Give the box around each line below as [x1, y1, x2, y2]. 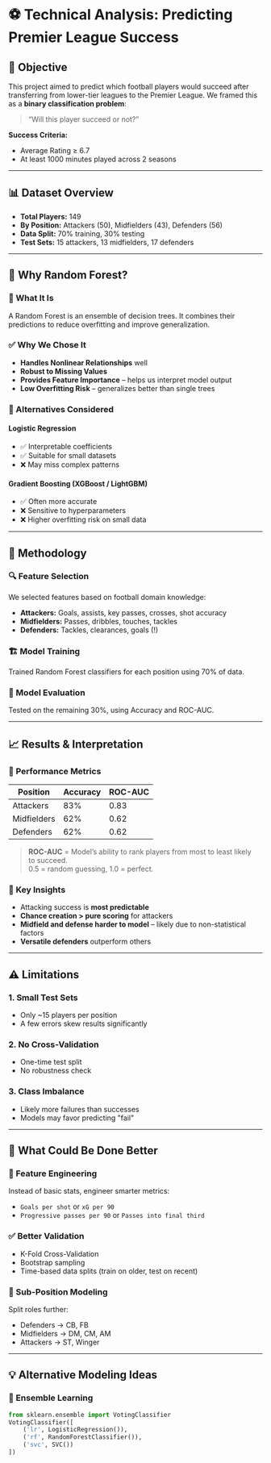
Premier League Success [8, 28, 179, 47]
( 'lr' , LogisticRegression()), [23, 1426, 128, 1434]
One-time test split [19, 1057, 82, 1067]
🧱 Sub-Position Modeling [8, 1286, 108, 1298]
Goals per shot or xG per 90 [19, 1202, 115, 1211]
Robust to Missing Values [19, 366, 107, 376]
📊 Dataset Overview [8, 186, 115, 200]
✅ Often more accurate [19, 497, 98, 506]
